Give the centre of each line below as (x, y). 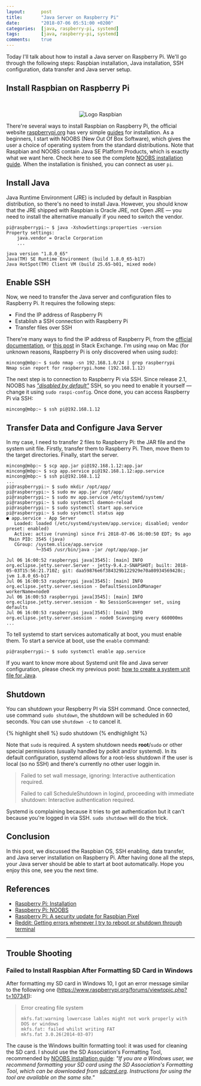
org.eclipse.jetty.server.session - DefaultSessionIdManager (84, 587)
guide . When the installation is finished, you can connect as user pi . (90, 164)
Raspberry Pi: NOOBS (42, 910)
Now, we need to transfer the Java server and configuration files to (89, 297)
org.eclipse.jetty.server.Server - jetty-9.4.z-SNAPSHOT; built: (89, 566)
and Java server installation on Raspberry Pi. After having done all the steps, (100, 857)
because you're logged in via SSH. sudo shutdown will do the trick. (87, 818)
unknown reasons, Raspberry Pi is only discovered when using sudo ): (92, 352)
